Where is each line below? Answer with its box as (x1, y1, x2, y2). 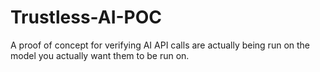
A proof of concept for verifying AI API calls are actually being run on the (10, 39, 311, 51)
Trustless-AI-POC (10, 6, 163, 29)
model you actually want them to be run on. (10, 49, 190, 61)
